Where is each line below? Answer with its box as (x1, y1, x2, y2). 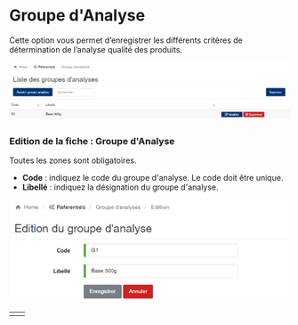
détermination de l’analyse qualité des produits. (9, 44, 183, 54)
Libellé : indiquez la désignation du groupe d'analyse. (21, 182, 220, 192)
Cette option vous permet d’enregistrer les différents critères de (9, 35, 243, 45)
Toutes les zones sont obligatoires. (9, 155, 137, 166)
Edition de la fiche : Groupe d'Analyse (9, 134, 175, 147)
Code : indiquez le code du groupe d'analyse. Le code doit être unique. (21, 173, 284, 183)
